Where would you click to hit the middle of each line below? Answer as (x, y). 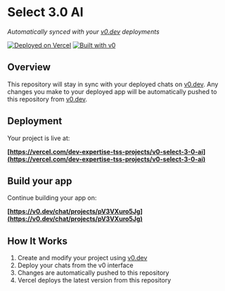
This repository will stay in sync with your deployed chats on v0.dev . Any (113, 84)
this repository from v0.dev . (47, 99)
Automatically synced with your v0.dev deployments (83, 32)
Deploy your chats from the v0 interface (75, 265)
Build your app (40, 181)
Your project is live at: (39, 138)
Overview (29, 67)
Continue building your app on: (52, 198)
